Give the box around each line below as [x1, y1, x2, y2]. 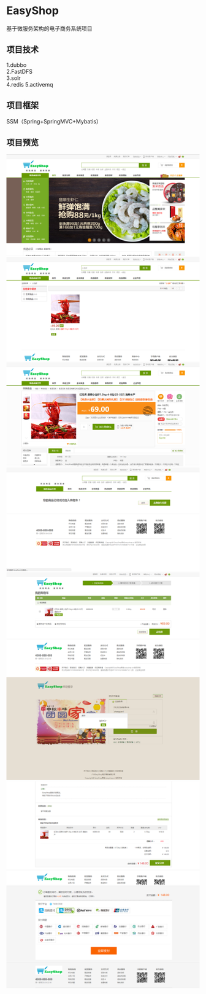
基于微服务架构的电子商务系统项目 [6, 25, 93, 32]
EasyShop [6, 4, 59, 18]
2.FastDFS [6, 68, 32, 75]
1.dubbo [6, 61, 27, 68]
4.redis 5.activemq [6, 80, 53, 88]
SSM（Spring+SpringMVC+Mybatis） [6, 117, 102, 125]
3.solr [6, 74, 21, 82]
